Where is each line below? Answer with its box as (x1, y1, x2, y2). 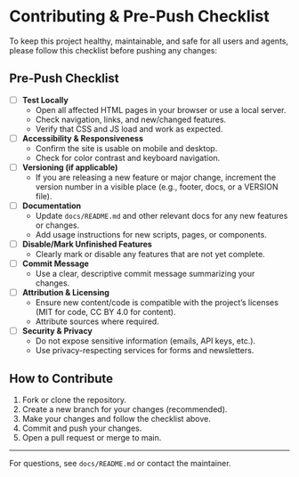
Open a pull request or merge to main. (21, 433, 162, 443)
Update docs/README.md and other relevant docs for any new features (35, 211, 288, 221)
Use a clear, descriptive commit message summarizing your (35, 269, 255, 279)
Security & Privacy (21, 326, 93, 336)
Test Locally (21, 94, 69, 105)
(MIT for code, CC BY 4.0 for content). (35, 307, 176, 318)
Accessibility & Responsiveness (21, 133, 144, 143)
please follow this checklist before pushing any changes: (9, 44, 218, 55)
